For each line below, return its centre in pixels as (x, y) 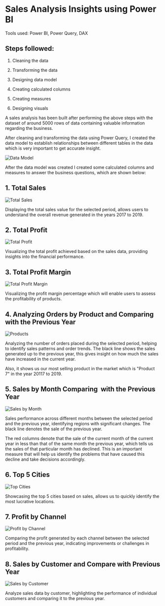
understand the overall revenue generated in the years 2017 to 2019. (74, 215)
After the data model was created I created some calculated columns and (80, 167)
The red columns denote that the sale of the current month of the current (79, 438)
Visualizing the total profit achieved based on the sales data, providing (76, 252)
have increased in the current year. (41, 359)
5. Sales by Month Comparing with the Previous (80, 389)
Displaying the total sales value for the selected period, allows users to (77, 209)
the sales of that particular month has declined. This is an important (74, 448)
